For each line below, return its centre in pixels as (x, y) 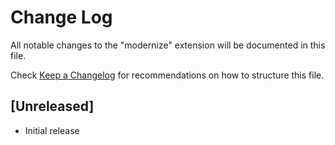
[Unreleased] (52, 106)
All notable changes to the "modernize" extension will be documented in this (168, 45)
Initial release (52, 130)
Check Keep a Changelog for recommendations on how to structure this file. (167, 75)
